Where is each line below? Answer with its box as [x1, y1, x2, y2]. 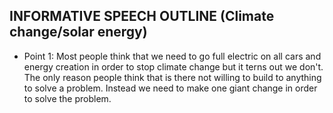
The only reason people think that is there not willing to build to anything [23, 71, 322, 83]
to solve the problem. [23, 92, 112, 104]
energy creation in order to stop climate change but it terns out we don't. [23, 60, 324, 73]
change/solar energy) [9, 24, 148, 41]
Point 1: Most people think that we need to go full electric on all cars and [23, 50, 322, 62]
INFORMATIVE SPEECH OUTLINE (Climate [9, 8, 275, 25]
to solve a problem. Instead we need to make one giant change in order [23, 82, 318, 94]
